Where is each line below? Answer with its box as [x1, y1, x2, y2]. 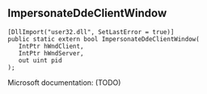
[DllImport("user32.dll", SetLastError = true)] [7, 28, 175, 36]
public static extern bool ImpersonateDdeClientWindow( [7, 35, 200, 43]
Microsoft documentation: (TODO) [7, 77, 121, 88]
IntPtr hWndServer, [18, 49, 84, 58]
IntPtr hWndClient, [18, 42, 84, 50]
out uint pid [18, 56, 62, 64]
